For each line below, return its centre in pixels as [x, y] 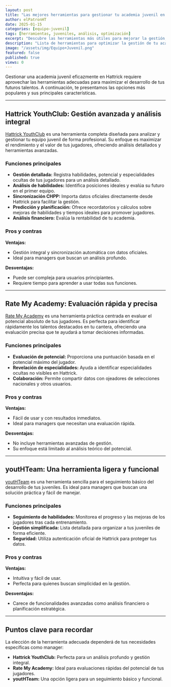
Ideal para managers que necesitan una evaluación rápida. [74, 424]
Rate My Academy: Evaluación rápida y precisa [81, 304]
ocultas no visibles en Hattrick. [45, 373]
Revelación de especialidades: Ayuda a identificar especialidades [82, 367]
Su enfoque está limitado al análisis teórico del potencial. [72, 449]
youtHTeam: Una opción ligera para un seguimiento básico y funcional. [88, 679]
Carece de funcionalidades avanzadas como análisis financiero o [81, 603]
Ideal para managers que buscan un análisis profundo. [70, 258]
